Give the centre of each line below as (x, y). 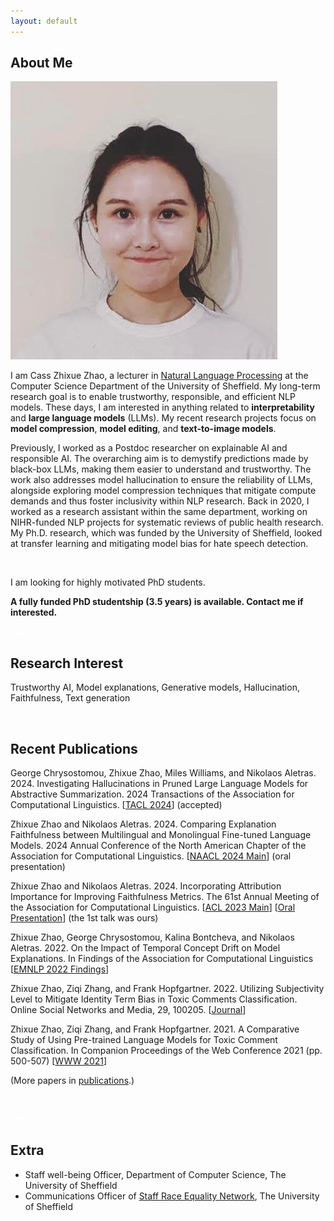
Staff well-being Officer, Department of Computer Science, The (155, 1174)
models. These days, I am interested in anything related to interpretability (162, 407)
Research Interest (67, 663)
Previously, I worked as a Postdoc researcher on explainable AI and (149, 448)
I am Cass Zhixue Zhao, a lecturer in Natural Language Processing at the (159, 376)
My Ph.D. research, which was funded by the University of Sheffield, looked (166, 533)
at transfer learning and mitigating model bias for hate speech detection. (159, 544)
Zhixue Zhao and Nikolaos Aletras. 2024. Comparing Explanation (143, 824)
